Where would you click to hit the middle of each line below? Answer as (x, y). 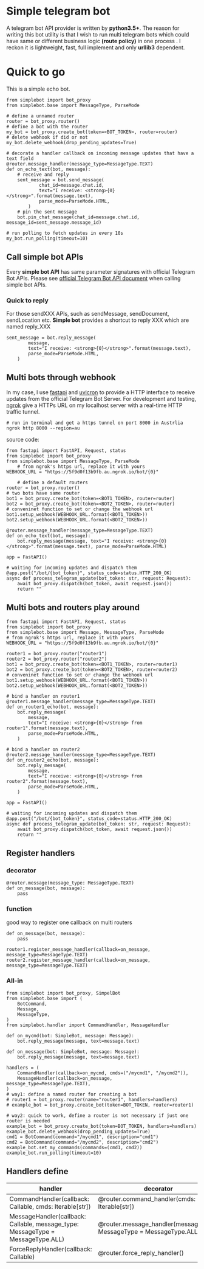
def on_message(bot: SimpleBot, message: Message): (73, 1052)
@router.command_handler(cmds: (147, 1198)
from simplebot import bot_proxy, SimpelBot (63, 993)
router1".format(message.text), (47, 728)
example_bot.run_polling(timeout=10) (54, 1153)
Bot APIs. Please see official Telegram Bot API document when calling (93, 278)
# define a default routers (53, 482)
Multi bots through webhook (61, 377)
